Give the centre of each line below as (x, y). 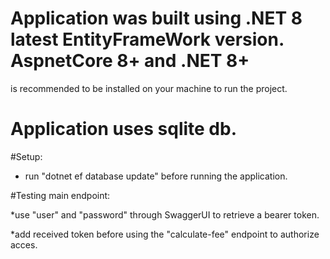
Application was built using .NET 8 (156, 18)
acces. (24, 244)
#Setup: (26, 156)
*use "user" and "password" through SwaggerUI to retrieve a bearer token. (165, 214)
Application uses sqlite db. (124, 129)
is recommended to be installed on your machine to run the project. (149, 88)
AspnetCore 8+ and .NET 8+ (130, 61)
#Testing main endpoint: (60, 195)
